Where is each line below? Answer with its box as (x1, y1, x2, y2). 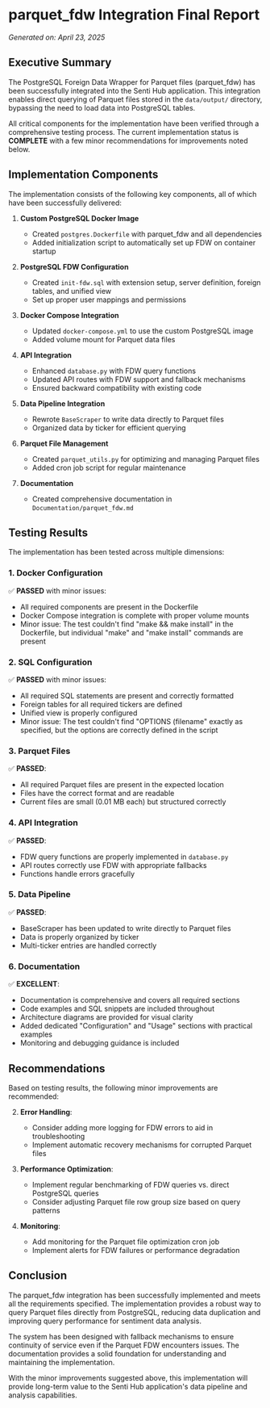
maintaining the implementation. (8, 1357, 115, 1367)
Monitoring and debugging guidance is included (19, 1038, 180, 1048)
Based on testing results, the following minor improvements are (8, 1083, 218, 1092)
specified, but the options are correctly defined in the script (19, 725, 218, 735)
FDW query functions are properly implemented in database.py (19, 852, 229, 861)
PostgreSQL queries (31, 1188, 99, 1198)
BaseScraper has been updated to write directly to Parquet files (19, 923, 231, 933)
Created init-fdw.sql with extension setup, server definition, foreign (31, 277, 261, 287)
